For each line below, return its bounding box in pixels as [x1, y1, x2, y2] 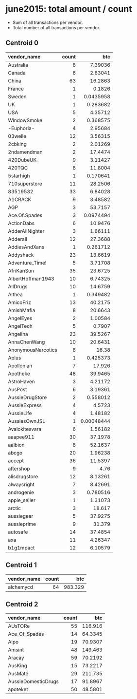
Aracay [8, 654, 25, 661]
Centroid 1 [5, 561, 37, 569]
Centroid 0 [5, 39, 38, 47]
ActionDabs [8, 220, 35, 227]
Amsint [8, 646, 24, 653]
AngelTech [8, 322, 33, 329]
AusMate [8, 670, 29, 677]
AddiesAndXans [8, 244, 45, 250]
